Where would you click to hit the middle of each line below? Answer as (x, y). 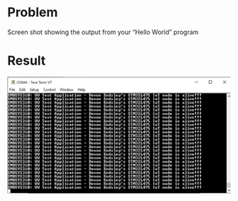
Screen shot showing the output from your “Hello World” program (103, 32)
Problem (33, 12)
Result (27, 61)
